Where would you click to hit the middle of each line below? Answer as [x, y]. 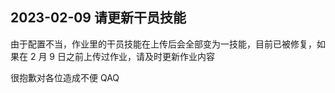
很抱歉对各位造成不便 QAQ [65, 77]
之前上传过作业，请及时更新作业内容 [140, 56]
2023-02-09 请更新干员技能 [98, 18]
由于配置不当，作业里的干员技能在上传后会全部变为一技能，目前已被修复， [163, 44]
